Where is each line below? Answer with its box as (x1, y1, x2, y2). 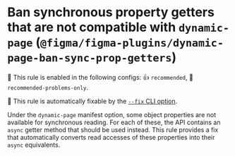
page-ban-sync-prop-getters (7, 52, 172, 65)
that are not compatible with (7, 19, 176, 35)
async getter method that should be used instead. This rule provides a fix (7, 125, 219, 134)
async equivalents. (7, 140, 61, 149)
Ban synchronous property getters (7, 4, 215, 20)
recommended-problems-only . (7, 83, 89, 92)
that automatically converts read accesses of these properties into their (7, 133, 215, 141)
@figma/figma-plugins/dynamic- (40, 37, 224, 50)
